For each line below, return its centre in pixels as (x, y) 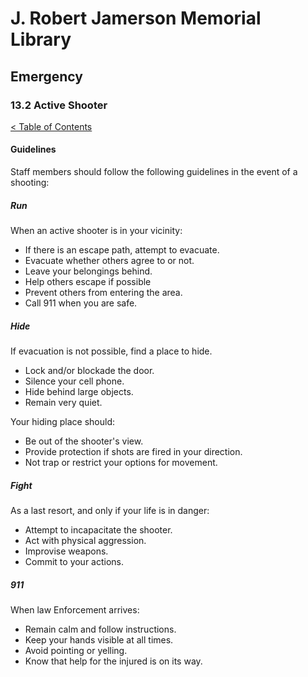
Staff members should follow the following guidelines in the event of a (154, 172)
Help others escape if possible (88, 282)
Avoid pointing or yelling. (76, 650)
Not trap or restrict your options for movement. (121, 463)
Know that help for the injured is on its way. (113, 661)
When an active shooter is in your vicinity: (96, 231)
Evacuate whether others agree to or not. (109, 261)
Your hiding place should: (62, 422)
